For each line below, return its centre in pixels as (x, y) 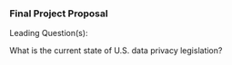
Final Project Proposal (59, 14)
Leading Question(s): (49, 33)
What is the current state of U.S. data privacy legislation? (116, 51)
